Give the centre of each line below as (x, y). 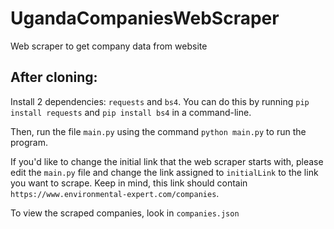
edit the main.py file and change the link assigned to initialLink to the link (164, 172)
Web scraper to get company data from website (109, 46)
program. (29, 142)
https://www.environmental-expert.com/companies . (115, 193)
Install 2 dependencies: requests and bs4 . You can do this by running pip (160, 101)
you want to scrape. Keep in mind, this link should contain (129, 183)
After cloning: (54, 77)
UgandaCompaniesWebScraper (145, 18)
